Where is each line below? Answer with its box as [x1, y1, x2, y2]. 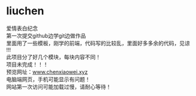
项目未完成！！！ [6, 61, 49, 68]
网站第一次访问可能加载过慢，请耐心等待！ [6, 83, 111, 90]
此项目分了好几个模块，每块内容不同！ [6, 53, 101, 60]
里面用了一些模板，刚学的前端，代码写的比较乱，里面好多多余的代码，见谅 [6, 39, 190, 47]
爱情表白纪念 [6, 24, 38, 32]
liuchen [6, 4, 44, 18]
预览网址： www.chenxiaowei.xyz [6, 68, 88, 75]
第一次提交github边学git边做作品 [6, 32, 86, 39]
